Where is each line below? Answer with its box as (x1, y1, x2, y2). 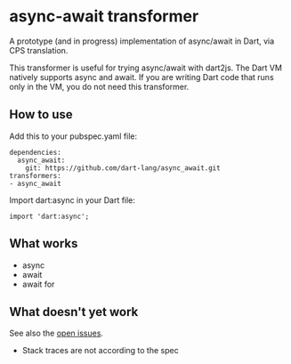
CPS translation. (9, 44, 69, 55)
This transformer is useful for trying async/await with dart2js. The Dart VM (9, 62, 283, 73)
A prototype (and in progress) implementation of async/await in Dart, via (9, 36, 275, 46)
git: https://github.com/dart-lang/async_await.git (25, 163, 221, 173)
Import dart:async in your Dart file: (9, 194, 136, 206)
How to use (9, 107, 73, 122)
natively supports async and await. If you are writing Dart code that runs (9, 71, 274, 82)
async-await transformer (9, 6, 199, 27)
